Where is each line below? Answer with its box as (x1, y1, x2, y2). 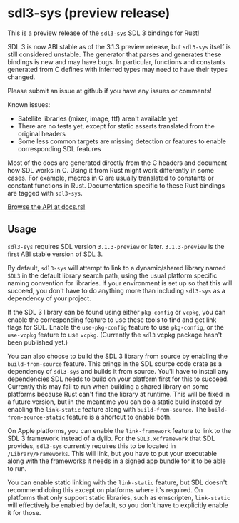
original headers (17, 129, 66, 138)
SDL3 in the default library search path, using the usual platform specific (7, 271, 218, 280)
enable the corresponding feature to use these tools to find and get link (7, 315, 217, 324)
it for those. (7, 508, 41, 517)
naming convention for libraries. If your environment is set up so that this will (7, 278, 233, 287)
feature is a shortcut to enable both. (66, 412, 173, 421)
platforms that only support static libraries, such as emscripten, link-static (7, 493, 230, 502)
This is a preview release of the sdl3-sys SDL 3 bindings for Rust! (7, 29, 200, 37)
